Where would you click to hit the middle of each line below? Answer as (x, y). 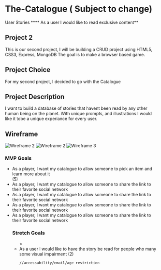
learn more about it (31, 174)
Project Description (35, 96)
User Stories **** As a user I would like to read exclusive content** (72, 22)
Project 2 (19, 38)
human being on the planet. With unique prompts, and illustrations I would (79, 114)
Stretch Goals (28, 233)
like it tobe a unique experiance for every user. (51, 119)
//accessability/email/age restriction (59, 263)
